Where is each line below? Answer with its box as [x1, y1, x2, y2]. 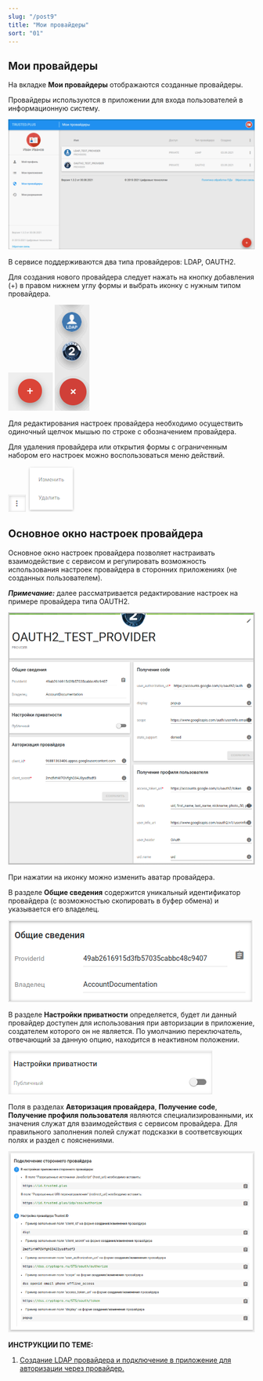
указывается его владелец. [8, 904, 100, 914]
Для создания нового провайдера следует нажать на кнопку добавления [8, 272, 254, 282]
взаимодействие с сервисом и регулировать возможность [8, 556, 207, 565]
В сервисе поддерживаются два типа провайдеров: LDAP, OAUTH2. [8, 257, 236, 266]
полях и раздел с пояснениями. [8, 1135, 115, 1145]
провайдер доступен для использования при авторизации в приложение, [8, 1017, 255, 1028]
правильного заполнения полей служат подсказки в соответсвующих [8, 1127, 243, 1136]
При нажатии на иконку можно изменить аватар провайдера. [8, 872, 215, 882]
